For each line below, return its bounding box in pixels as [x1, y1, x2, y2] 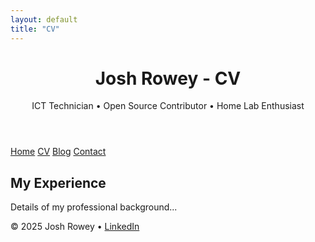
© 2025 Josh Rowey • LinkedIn [10, 221, 140, 233]
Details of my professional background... [10, 201, 178, 213]
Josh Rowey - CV [94, 67, 242, 90]
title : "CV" [10, 24, 60, 34]
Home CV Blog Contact [10, 146, 107, 158]
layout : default [10, 14, 78, 25]
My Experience [10, 174, 107, 191]
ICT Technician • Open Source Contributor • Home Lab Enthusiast [31, 100, 305, 112]
